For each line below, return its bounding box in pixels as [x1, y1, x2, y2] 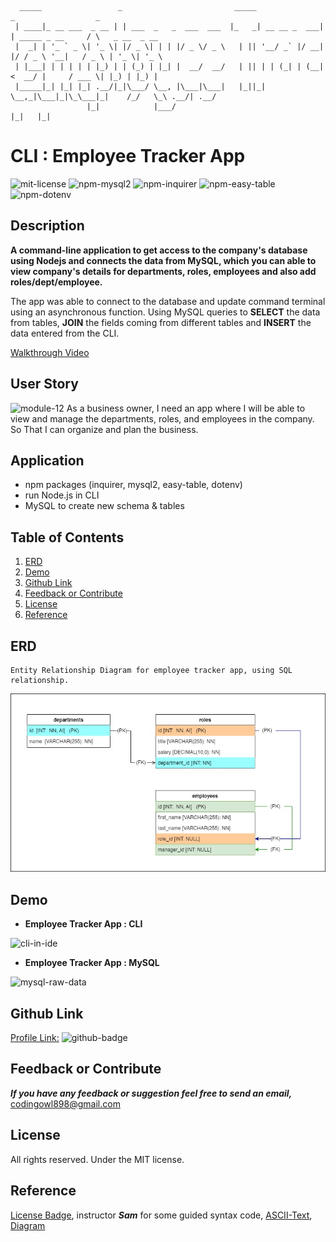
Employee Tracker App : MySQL [24, 957, 160, 969]
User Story [10, 376, 79, 393]
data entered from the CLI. [10, 327, 120, 339]
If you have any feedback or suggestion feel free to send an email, [10, 1087, 293, 1099]
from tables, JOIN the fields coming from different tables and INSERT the [10, 316, 312, 328]
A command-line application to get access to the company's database [10, 244, 308, 256]
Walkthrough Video [10, 346, 90, 358]
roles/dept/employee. [10, 276, 103, 288]
